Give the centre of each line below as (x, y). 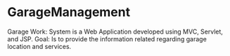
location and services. (39, 46)
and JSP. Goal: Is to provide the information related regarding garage (107, 38)
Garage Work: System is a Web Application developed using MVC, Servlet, (115, 31)
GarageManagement (69, 12)
